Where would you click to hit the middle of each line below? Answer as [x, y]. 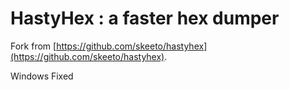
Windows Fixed [42, 76]
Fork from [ [33, 46]
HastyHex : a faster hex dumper [145, 18]
